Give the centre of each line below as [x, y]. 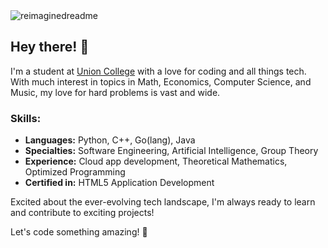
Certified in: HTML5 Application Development [119, 183]
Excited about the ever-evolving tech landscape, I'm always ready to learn [163, 202]
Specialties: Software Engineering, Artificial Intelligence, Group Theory [171, 151]
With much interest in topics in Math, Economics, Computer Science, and [161, 81]
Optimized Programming [75, 172]
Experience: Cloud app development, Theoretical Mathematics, [156, 161]
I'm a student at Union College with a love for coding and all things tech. [158, 71]
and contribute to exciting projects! [82, 213]
